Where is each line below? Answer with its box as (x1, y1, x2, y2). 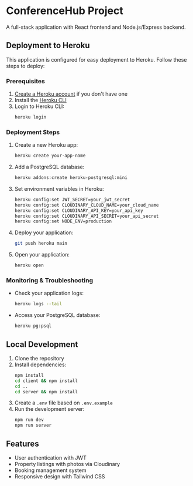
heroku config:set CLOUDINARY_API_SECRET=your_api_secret (14, 213, 159, 219)
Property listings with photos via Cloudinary (14, 461, 120, 468)
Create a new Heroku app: (14, 141, 78, 148)
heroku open (14, 262, 44, 268)
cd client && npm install (14, 377, 78, 384)
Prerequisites (6, 77, 45, 85)
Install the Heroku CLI (14, 97, 67, 104)
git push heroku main (14, 241, 67, 247)
